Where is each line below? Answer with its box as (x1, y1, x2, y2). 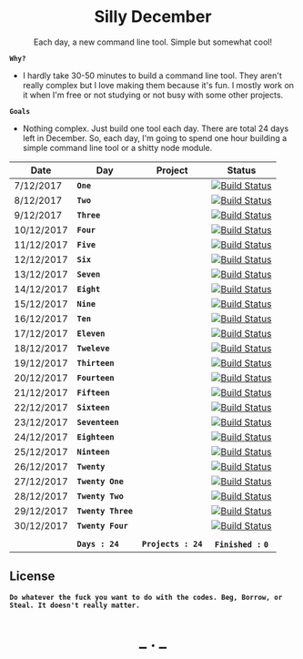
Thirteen (76, 358, 116, 368)
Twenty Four (76, 521, 129, 531)
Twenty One (76, 476, 125, 486)
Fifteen (76, 387, 110, 398)
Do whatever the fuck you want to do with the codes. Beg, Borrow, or (9, 593, 283, 602)
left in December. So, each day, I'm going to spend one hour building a (22, 132, 288, 143)
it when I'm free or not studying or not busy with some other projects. (22, 89, 284, 100)
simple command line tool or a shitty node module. (22, 142, 213, 153)
